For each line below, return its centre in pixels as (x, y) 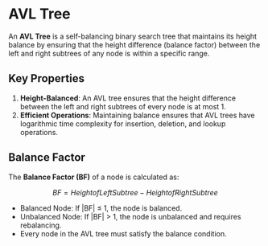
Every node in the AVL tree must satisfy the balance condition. (123, 233)
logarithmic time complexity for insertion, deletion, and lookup (123, 123)
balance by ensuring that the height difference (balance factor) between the (134, 44)
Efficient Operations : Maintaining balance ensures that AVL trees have (137, 115)
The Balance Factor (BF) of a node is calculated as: (94, 177)
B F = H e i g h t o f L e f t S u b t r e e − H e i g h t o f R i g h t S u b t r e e (135, 192)
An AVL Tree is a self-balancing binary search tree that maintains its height (133, 36)
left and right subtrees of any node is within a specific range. (109, 53)
